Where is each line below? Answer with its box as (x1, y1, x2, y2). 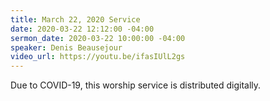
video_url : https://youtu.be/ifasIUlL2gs (10, 52, 186, 62)
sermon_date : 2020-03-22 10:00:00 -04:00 (10, 33, 186, 43)
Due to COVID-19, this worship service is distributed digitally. (10, 79, 262, 91)
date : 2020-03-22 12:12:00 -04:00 (10, 24, 155, 34)
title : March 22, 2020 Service (10, 14, 141, 25)
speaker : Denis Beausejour (10, 42, 123, 53)
